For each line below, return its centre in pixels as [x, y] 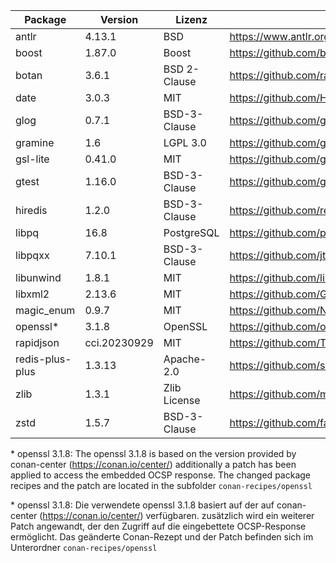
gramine [35, 142]
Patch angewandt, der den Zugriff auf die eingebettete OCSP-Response [158, 526]
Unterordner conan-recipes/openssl [84, 547]
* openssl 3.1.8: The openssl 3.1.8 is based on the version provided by [153, 453]
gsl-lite [32, 159]
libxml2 [32, 294]
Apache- [185, 359]
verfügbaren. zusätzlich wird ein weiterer [230, 515]
